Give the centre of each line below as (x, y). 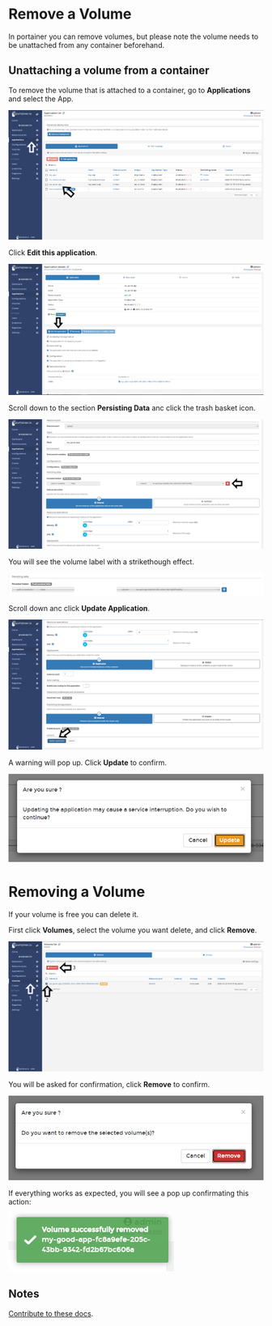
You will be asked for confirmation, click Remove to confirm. (109, 1084)
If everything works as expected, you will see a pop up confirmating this (129, 1193)
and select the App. (41, 99)
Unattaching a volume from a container (109, 71)
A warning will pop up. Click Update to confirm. (88, 763)
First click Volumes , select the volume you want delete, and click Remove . (133, 930)
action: (20, 1201)
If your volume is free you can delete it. (74, 915)
